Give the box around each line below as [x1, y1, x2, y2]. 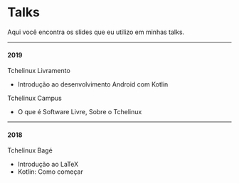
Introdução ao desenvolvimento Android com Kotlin [17, 80, 169, 89]
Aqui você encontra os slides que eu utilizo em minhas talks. [7, 28, 185, 36]
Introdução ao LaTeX [17, 160, 79, 169]
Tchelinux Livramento [7, 67, 71, 75]
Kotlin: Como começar [17, 167, 83, 176]
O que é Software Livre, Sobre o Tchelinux [17, 108, 142, 116]
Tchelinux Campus [7, 94, 62, 103]
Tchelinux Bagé [7, 146, 53, 155]
